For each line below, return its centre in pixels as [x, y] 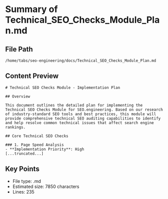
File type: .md [27, 181]
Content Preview [32, 76]
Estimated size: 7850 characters [46, 186]
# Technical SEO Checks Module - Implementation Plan [63, 87]
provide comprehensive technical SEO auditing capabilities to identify [83, 118]
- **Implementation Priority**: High [45, 149]
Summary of [31, 9]
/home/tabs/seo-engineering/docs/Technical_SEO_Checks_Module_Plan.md [81, 61]
